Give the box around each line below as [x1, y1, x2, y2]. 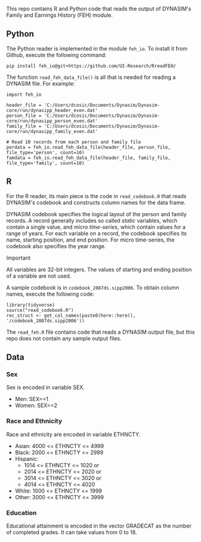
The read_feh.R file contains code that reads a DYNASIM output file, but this [6, 328, 195, 335]
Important [6, 254, 31, 261]
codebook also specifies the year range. [6, 242, 107, 249]
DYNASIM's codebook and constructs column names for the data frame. [6, 199, 186, 206]
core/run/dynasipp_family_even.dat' [6, 128, 98, 134]
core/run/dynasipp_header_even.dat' [6, 107, 98, 113]
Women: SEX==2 [14, 402, 58, 409]
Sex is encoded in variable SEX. [6, 384, 85, 391]
